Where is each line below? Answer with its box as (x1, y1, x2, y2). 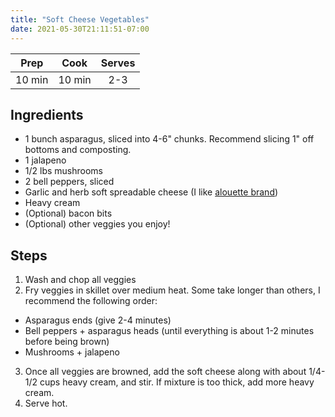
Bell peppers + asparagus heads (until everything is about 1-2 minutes (24, 325, 315, 337)
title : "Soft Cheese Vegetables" (10, 14, 150, 25)
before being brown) (24, 336, 110, 348)
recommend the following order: (24, 295, 158, 307)
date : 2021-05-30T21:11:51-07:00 (10, 24, 150, 34)
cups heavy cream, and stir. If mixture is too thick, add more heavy (39, 376, 315, 388)
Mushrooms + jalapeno (24, 346, 120, 358)
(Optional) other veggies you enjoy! (24, 218, 171, 230)
